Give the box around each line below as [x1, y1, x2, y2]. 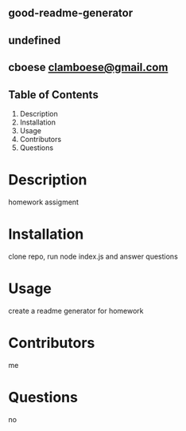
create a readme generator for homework [8, 306, 145, 315]
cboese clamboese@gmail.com [8, 61, 169, 74]
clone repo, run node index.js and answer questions [8, 251, 179, 261]
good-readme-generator [8, 6, 134, 20]
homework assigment [8, 197, 79, 207]
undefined [8, 34, 61, 47]
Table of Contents [8, 88, 99, 101]
